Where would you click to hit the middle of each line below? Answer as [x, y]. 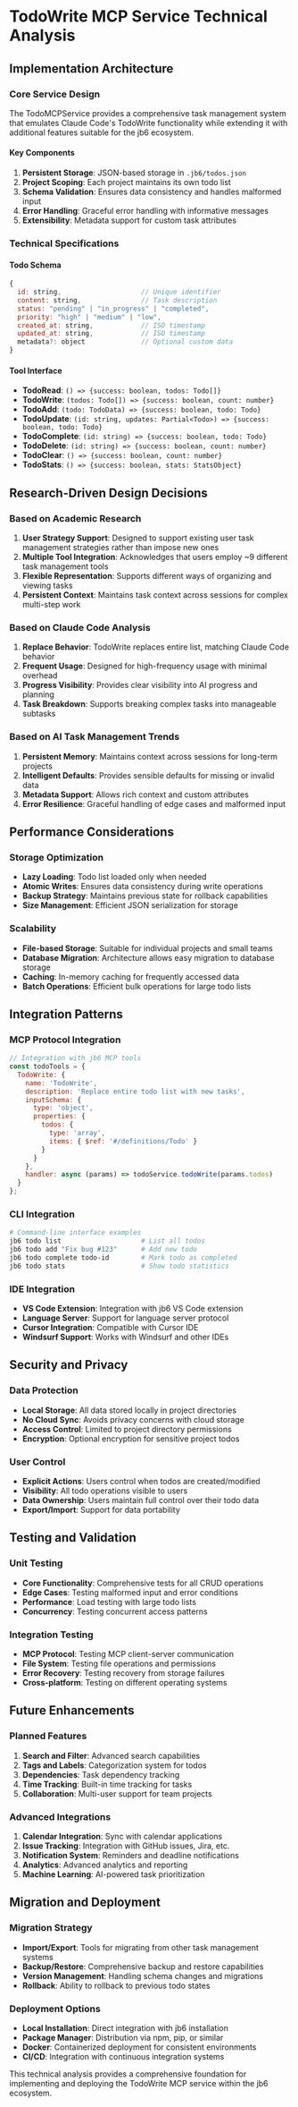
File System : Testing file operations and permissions [119, 1664]
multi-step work [51, 604]
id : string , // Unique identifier [119, 293]
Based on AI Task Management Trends [95, 737]
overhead [40, 675]
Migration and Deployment [85, 1903]
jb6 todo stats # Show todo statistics [119, 1266]
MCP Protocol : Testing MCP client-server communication [128, 1654]
